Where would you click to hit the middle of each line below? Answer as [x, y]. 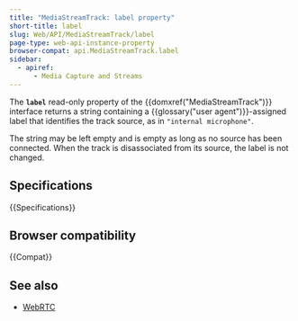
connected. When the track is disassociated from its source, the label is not [149, 147]
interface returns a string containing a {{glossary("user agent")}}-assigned [148, 111]
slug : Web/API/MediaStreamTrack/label [82, 34]
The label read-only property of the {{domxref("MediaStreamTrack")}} [141, 102]
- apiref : [36, 68]
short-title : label [46, 26]
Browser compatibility [73, 235]
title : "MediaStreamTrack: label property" [92, 18]
